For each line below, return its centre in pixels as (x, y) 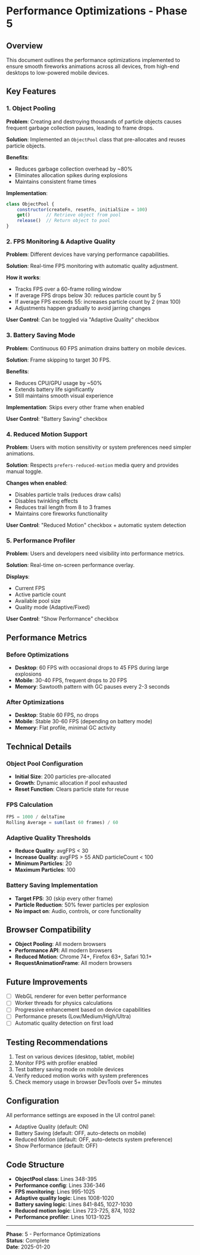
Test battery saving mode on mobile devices (69, 1069)
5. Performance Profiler (41, 540)
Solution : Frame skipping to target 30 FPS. (59, 360)
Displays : (18, 576)
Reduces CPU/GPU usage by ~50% (58, 383)
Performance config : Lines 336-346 (60, 1185)
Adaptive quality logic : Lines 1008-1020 (64, 1198)
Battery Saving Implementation (52, 886)
